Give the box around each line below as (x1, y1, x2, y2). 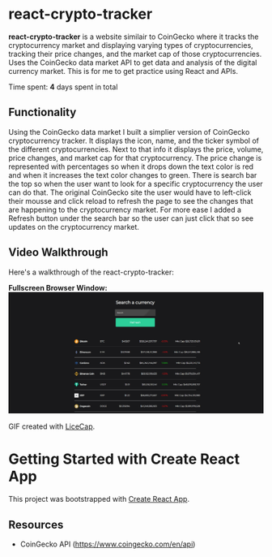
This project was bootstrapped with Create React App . (8, 494, 190, 504)
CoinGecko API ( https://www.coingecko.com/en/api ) (19, 539, 196, 549)
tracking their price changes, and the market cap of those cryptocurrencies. (8, 49, 262, 58)
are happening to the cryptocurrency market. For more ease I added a (8, 205, 241, 214)
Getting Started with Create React (8, 450, 240, 468)
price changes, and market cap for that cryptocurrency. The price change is (8, 153, 262, 162)
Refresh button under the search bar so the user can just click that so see (8, 213, 254, 223)
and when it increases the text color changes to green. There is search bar (8, 170, 257, 179)
